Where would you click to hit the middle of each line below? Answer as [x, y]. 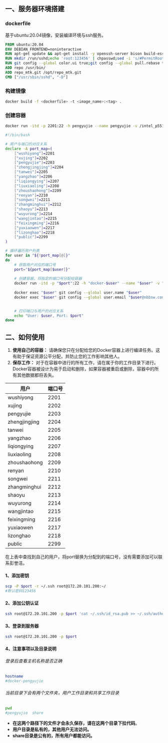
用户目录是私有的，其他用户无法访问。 [52, 729]
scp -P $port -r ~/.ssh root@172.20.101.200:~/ [56, 586]
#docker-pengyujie [24, 681]
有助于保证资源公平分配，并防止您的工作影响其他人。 [67, 356]
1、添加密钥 [17, 575]
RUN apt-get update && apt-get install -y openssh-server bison [73, 54]
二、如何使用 [25, 337]
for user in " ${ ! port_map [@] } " [38, 256]
